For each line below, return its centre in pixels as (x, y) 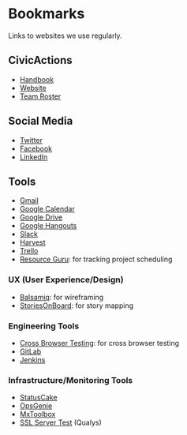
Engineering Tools (44, 326)
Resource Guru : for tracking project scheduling (96, 259)
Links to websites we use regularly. (65, 36)
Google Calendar (47, 209)
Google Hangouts (48, 226)
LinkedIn (34, 157)
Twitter (31, 140)
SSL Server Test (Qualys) (61, 422)
